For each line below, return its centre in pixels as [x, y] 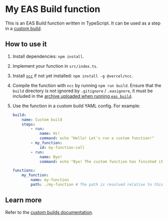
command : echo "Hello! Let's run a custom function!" [97, 138]
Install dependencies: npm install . [48, 56]
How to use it [26, 44]
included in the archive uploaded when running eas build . [72, 96]
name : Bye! [51, 157]
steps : [29, 124]
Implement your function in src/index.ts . [55, 66]
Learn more [24, 200]
